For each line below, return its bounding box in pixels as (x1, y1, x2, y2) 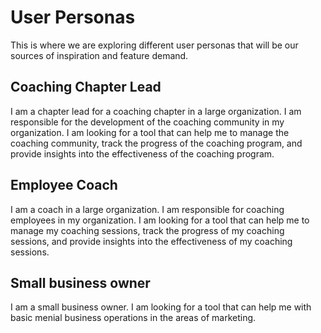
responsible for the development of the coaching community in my (10, 116, 285, 128)
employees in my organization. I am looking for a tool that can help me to (10, 214, 310, 226)
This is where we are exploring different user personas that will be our (10, 39, 299, 51)
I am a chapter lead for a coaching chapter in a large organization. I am (10, 105, 302, 117)
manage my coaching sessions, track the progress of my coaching (10, 224, 285, 236)
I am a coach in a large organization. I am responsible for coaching (10, 203, 285, 215)
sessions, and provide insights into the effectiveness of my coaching (10, 235, 293, 247)
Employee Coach (10, 177, 118, 194)
